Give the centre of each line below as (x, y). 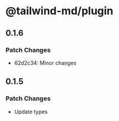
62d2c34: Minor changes (45, 63)
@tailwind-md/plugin (59, 11)
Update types (31, 111)
